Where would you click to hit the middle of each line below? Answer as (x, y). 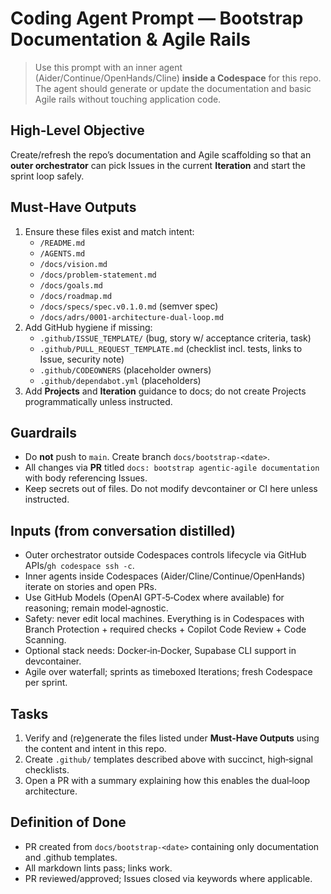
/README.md (62, 243)
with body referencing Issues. (86, 478)
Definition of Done (68, 822)
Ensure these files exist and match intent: (109, 231)
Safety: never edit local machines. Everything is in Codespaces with (164, 619)
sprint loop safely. (47, 176)
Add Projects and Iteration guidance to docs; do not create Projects (165, 391)
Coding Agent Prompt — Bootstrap (157, 18)
